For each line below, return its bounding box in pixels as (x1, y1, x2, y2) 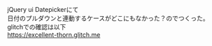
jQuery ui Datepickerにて (7, 6, 79, 13)
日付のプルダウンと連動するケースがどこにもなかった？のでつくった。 (7, 14, 209, 22)
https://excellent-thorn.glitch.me (7, 31, 101, 39)
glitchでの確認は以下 (7, 23, 66, 31)
